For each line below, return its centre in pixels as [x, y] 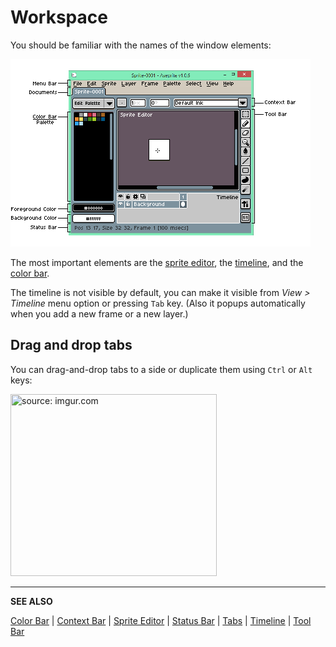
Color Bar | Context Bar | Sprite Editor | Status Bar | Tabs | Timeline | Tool [161, 620]
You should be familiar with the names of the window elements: [141, 45]
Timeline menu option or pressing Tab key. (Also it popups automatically [158, 303]
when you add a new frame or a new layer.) [99, 313]
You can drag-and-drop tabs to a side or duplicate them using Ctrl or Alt [161, 369]
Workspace [59, 17]
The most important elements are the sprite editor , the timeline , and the [157, 262]
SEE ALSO [31, 601]
